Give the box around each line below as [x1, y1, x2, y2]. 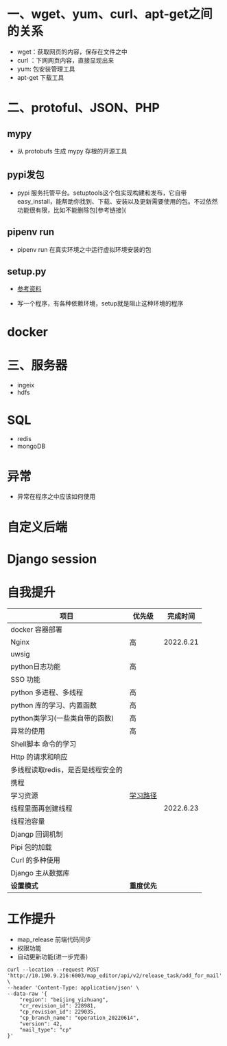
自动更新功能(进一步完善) [16, 952, 88, 961]
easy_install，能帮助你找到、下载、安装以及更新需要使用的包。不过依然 [16, 197, 218, 205]
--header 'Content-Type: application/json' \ [7, 984, 139, 991]
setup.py [7, 266, 47, 277]
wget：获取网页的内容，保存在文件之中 [16, 47, 128, 56]
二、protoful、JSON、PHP [7, 100, 160, 116]
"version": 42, [19, 1020, 63, 1027]
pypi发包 [7, 169, 45, 181]
